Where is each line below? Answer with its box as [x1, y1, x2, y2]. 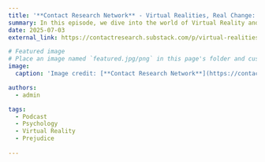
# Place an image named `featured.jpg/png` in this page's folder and [8, 55, 245, 63]
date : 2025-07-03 [8, 26, 65, 34]
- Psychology [15, 120, 58, 128]
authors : [8, 83, 37, 91]
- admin [15, 91, 41, 99]
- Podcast [15, 112, 47, 120]
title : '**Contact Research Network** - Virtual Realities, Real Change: [8, 11, 256, 20]
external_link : [8, 33, 58, 42]
